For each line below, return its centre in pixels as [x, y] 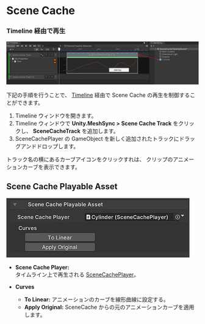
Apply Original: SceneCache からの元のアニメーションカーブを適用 [109, 307]
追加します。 [103, 131]
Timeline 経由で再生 [36, 31]
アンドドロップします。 [50, 146]
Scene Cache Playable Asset [62, 186]
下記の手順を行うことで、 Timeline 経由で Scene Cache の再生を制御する [98, 95]
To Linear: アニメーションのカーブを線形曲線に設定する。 [96, 299]
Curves [25, 287]
